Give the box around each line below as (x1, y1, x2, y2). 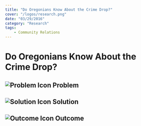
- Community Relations (14, 30, 60, 35)
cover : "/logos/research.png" (5, 12, 67, 17)
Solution (52, 98, 79, 106)
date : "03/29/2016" (5, 16, 45, 21)
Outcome (55, 114, 84, 123)
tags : (5, 25, 16, 30)
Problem (52, 81, 79, 89)
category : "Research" (5, 21, 49, 26)
